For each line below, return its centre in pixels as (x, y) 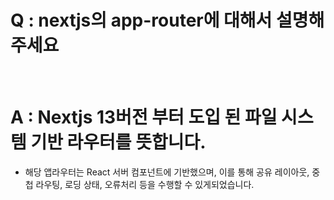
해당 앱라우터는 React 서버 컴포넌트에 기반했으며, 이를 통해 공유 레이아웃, (167, 172)
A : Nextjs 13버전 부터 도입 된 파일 (144, 117)
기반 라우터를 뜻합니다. (118, 142)
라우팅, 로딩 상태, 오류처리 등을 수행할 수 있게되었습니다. (145, 184)
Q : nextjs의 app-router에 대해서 (141, 20)
